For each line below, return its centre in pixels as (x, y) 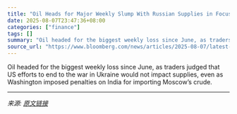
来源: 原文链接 (28, 103)
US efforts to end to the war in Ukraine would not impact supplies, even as (115, 74)
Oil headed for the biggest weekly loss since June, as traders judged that (114, 67)
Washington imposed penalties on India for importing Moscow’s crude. (110, 82)
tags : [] (20, 34)
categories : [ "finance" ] (44, 27)
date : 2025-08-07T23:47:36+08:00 (56, 21)
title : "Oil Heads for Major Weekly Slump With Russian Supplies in (110, 14)
